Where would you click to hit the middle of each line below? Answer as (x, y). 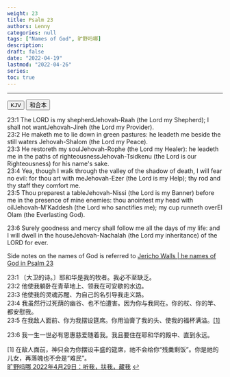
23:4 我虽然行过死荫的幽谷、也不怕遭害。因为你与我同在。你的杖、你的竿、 (114, 304)
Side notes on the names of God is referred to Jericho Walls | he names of (112, 256)
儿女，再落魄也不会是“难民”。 (49, 358)
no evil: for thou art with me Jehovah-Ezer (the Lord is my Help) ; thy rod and (114, 179)
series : (18, 71)
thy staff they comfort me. (44, 185)
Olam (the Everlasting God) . (46, 215)
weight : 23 (23, 13)
